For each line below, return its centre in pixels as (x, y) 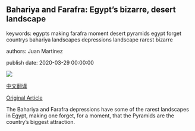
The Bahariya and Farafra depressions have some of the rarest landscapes (97, 109)
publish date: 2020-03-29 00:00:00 (50, 62)
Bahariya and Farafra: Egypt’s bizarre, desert (91, 10)
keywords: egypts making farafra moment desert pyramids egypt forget (94, 33)
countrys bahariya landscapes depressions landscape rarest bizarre (90, 39)
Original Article (24, 98)
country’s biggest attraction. (41, 122)
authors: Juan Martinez (35, 51)
